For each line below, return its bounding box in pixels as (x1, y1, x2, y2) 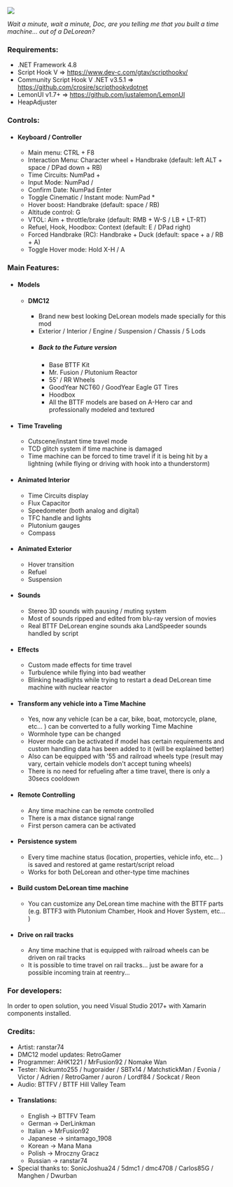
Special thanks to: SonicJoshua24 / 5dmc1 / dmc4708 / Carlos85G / (17, 1164, 213, 1172)
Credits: (7, 1027, 36, 1037)
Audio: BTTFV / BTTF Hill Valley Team (17, 1080, 126, 1088)
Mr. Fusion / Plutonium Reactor (48, 369, 138, 377)
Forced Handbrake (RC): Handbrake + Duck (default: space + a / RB (27, 230, 224, 239)
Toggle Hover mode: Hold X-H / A (27, 246, 125, 254)
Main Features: (7, 263, 59, 273)
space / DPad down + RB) (27, 164, 103, 172)
